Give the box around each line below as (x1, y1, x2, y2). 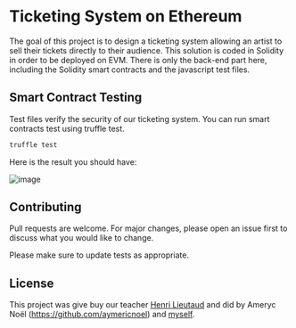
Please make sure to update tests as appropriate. (9, 250, 190, 260)
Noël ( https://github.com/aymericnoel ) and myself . (9, 309, 195, 320)
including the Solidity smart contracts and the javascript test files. (9, 64, 251, 75)
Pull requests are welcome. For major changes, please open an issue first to (9, 223, 288, 234)
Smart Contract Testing (9, 90, 143, 105)
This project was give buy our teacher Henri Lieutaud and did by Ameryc (9, 299, 276, 310)
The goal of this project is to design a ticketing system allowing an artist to (9, 36, 283, 46)
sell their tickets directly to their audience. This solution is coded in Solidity (9, 45, 284, 55)
